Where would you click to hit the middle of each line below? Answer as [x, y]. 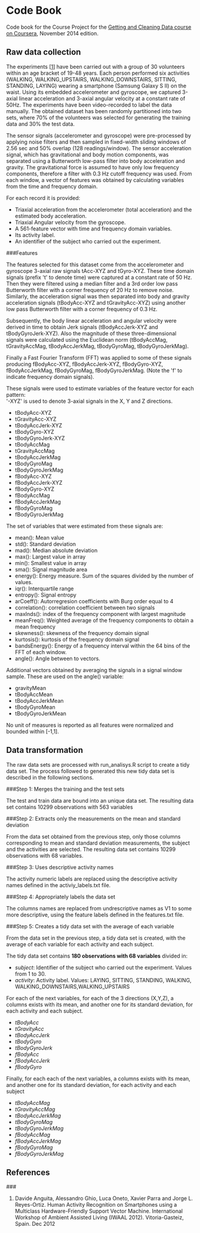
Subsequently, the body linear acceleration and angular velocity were [92, 320]
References [28, 1172]
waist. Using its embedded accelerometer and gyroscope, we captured [93, 92]
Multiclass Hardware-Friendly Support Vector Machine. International [99, 1211]
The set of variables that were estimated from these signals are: [84, 526]
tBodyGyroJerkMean [41, 713]
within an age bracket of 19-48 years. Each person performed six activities [98, 73]
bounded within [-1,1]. [33, 731]
